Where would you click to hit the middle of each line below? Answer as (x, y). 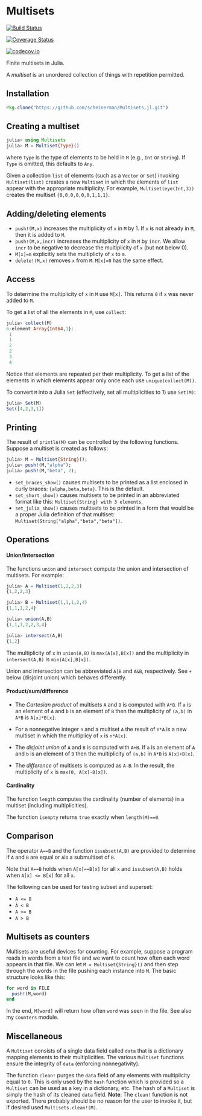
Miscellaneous (34, 1036)
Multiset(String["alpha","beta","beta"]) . (68, 521)
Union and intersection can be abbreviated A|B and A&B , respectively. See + (99, 671)
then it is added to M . (40, 235)
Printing (22, 427)
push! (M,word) (29, 994)
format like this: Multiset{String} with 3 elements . (79, 502)
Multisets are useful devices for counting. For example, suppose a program (99, 951)
